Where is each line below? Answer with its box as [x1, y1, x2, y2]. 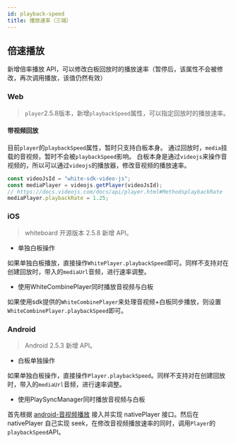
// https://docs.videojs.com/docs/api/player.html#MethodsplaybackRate [7, 188, 223, 195]
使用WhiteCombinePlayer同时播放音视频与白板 [17, 282, 154, 290]
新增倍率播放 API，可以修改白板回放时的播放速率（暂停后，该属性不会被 [7, 65, 218, 73]
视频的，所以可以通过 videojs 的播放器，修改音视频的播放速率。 [7, 160, 191, 170]
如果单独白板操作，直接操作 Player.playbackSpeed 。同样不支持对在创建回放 [7, 371, 226, 379]
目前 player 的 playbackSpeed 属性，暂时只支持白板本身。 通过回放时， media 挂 [7, 143, 228, 152]
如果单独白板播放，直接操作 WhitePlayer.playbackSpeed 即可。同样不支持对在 [7, 259, 229, 267]
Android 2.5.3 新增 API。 [24, 341, 97, 350]
